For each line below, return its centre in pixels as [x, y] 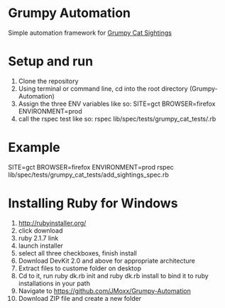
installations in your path [54, 283]
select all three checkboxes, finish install [77, 253]
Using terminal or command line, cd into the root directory [103, 88]
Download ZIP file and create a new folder [79, 298]
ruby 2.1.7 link [38, 238]
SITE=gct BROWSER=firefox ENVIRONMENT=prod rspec [91, 167]
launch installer [40, 246]
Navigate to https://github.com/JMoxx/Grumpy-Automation [104, 291]
